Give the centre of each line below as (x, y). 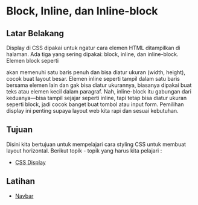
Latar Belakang (35, 33)
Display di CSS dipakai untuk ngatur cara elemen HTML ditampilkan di (93, 48)
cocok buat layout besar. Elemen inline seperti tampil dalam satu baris (93, 79)
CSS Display (30, 162)
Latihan (21, 181)
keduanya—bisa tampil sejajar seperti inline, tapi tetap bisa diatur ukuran (97, 98)
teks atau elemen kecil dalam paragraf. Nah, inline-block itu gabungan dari (99, 91)
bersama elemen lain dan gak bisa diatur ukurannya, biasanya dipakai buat (99, 85)
